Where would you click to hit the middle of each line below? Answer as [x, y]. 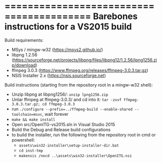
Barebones [115, 16]
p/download [24, 65]
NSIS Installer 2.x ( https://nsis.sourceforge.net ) [59, 75]
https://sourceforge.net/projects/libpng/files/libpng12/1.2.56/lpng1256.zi [85, 60]
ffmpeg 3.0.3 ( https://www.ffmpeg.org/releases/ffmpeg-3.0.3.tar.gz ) [80, 70]
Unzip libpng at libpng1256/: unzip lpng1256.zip [60, 94]
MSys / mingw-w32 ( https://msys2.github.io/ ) [57, 50]
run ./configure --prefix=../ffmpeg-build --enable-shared [72, 109]
